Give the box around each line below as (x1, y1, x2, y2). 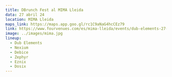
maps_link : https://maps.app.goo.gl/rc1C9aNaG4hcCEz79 (5, 21, 125, 27)
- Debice (10, 50, 29, 55)
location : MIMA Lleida (5, 17, 54, 22)
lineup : (5, 36, 22, 41)
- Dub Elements (10, 41, 42, 46)
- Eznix (10, 59, 27, 64)
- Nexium (10, 45, 29, 50)
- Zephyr (10, 54, 29, 60)
